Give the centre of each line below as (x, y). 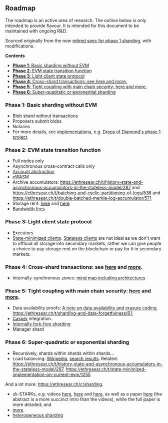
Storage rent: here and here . (41, 203)
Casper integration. (32, 319)
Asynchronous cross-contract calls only (53, 166)
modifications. (20, 46)
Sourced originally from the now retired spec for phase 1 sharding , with (78, 41)
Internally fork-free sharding (41, 324)
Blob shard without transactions (45, 116)
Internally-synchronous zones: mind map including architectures (79, 278)
